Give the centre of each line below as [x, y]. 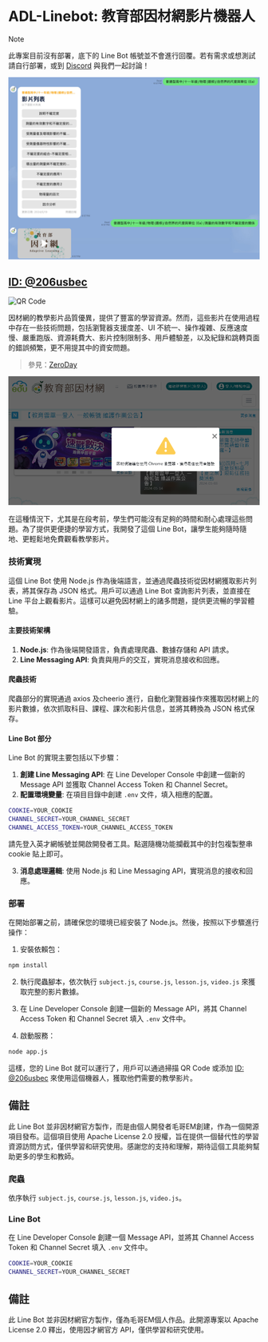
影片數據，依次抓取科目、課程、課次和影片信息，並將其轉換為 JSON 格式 [128, 709]
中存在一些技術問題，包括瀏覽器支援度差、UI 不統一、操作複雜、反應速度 [128, 328]
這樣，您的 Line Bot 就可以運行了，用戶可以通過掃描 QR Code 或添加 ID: [126, 1068]
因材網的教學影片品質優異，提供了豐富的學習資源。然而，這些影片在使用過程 [134, 317]
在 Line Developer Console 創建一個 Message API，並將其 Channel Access [131, 1237]
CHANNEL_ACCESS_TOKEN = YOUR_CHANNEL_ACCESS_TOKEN [91, 828]
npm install [28, 966]
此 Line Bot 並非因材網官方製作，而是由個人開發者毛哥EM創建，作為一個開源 [134, 1126]
